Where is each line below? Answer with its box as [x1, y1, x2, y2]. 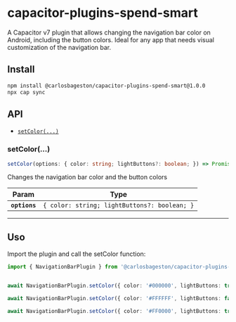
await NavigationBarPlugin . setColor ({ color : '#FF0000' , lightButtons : [7, 307, 221, 314]
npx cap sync [7, 89, 46, 96]
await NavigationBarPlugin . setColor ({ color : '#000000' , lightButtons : [7, 283, 221, 290]
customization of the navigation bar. [7, 43, 112, 51]
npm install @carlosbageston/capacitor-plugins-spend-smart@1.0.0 [7, 82, 206, 89]
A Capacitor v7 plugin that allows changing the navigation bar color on [7, 28, 211, 37]
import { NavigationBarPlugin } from [7, 264, 118, 271]
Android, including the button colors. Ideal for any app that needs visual [7, 35, 214, 44]
